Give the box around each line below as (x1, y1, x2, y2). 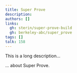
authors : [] (5, 16, 30, 21)
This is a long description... (5, 53, 61, 59)
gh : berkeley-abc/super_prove (9, 30, 72, 35)
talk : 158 (5, 39, 26, 44)
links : (5, 21, 19, 26)
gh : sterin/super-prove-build (9, 26, 72, 31)
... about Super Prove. (5, 62, 50, 68)
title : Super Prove (5, 7, 46, 12)
